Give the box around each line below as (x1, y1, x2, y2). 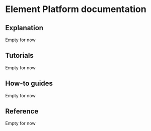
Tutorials (5, 51, 34, 60)
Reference (5, 107, 39, 116)
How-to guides (5, 79, 53, 88)
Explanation (5, 24, 44, 32)
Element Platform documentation (5, 4, 147, 15)
